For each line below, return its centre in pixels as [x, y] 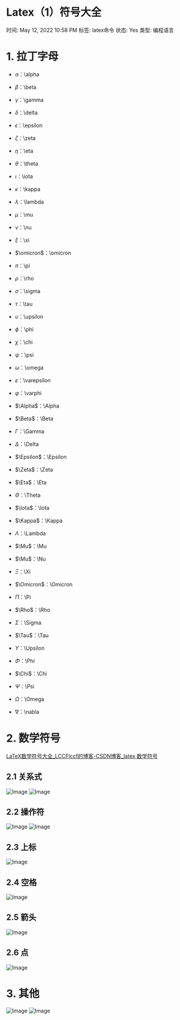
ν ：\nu [23, 227]
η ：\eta [24, 151]
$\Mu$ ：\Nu [30, 559]
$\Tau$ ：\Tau [32, 635]
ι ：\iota [24, 176]
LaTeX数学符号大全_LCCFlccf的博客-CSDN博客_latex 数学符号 [82, 756]
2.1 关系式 [24, 777]
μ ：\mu [24, 214]
